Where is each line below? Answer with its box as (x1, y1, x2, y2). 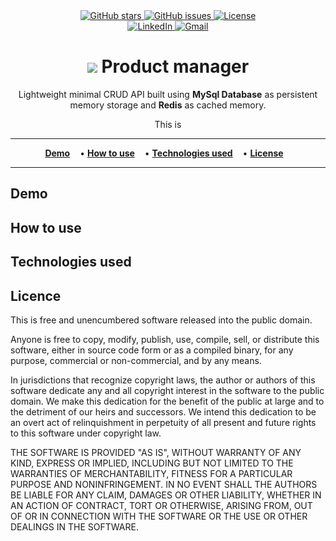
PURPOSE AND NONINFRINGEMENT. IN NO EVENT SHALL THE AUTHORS (10, 478, 318, 490)
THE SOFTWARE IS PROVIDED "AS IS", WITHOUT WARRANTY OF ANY (10, 446, 302, 458)
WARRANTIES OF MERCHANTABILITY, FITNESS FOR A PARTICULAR (10, 467, 293, 479)
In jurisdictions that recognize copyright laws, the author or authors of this (10, 374, 316, 386)
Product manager (101, 55, 250, 78)
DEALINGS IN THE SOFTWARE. (10, 520, 139, 533)
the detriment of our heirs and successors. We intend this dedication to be (10, 405, 317, 418)
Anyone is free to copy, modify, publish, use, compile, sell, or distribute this (10, 333, 320, 345)
